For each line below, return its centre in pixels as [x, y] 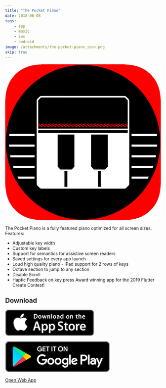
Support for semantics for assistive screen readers [64, 253]
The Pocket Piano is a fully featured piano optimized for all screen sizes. [79, 228]
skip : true [16, 52]
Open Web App [21, 380]
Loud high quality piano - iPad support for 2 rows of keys [70, 264]
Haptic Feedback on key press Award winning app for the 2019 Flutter [83, 280]
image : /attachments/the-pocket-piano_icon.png [55, 47]
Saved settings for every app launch [49, 259]
